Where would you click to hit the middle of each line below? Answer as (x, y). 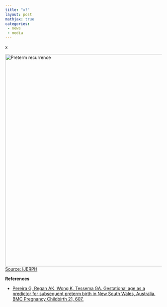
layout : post (19, 14)
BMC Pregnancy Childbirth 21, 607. (48, 299)
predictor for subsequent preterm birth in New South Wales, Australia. (84, 294)
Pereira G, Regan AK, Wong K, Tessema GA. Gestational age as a (79, 288)
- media (15, 33)
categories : (17, 24)
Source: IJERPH (21, 269)
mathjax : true (20, 19)
